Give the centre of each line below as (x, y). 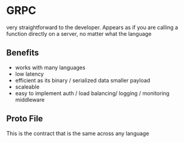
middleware (30, 99)
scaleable (27, 87)
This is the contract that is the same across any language (78, 133)
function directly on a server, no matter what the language (79, 33)
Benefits (23, 53)
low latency (29, 74)
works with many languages (50, 67)
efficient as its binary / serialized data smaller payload (83, 80)
